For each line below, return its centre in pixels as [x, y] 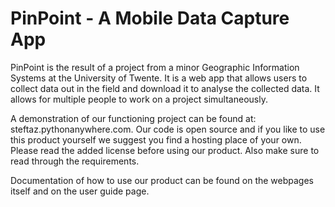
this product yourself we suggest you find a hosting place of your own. [156, 139]
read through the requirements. [75, 161]
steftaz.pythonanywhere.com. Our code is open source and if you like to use [168, 129]
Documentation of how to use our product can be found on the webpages [162, 180]
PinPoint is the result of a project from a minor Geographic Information [155, 67]
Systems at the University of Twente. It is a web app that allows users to [159, 78]
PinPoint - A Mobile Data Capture [150, 18]
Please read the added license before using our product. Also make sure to [165, 150]
